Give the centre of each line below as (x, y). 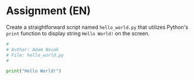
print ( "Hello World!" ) (34, 71)
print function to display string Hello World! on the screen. (78, 33)
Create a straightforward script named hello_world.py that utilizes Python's (97, 27)
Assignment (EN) (48, 11)
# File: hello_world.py (35, 55)
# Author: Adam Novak (33, 49)
